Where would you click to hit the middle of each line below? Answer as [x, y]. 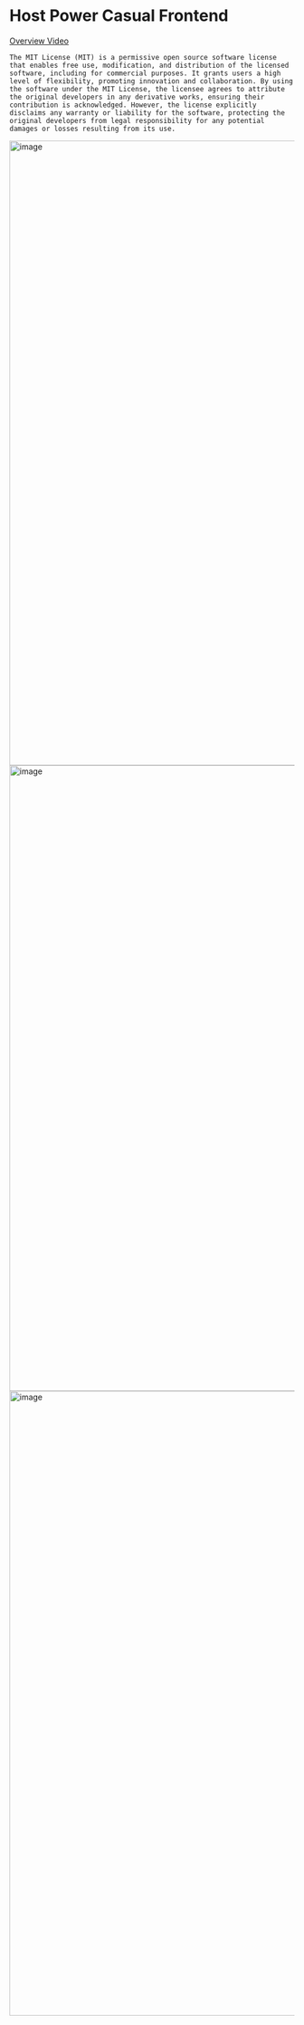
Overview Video [39, 41]
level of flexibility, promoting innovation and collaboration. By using [152, 81]
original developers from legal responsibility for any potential [137, 120]
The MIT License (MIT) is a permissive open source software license [143, 57]
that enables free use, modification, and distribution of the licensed [149, 65]
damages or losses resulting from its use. [93, 129]
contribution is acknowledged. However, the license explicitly [133, 105]
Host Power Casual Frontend [119, 16]
